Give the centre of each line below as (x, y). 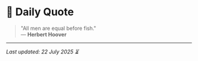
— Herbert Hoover (43, 34)
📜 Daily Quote (40, 12)
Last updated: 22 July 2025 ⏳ (42, 52)
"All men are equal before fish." (58, 28)
